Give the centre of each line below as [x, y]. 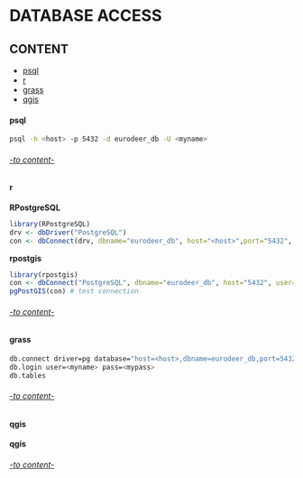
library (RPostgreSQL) [50, 224]
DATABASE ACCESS [86, 16]
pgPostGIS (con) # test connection [74, 291]
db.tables [28, 375]
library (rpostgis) [44, 275]
